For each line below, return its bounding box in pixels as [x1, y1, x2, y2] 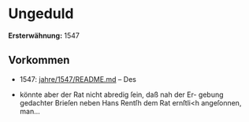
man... [19, 106, 41, 116]
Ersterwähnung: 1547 [8, 31, 80, 40]
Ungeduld [8, 5, 74, 23]
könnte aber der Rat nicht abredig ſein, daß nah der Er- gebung [19, 90, 224, 99]
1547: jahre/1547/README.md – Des [19, 74, 136, 83]
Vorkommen [8, 54, 70, 67]
